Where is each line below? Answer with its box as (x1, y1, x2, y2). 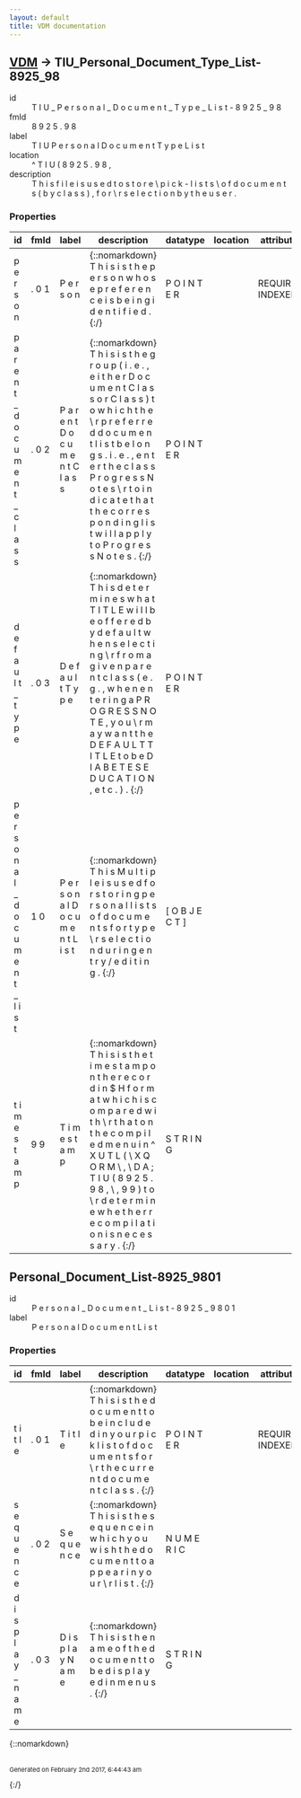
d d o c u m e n (89, 426, 152, 438)
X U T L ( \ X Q (89, 1149, 150, 1161)
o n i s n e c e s (89, 1228, 152, 1240)
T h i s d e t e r (89, 581, 150, 594)
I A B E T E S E (89, 761, 150, 773)
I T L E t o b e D (89, 749, 154, 762)
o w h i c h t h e (89, 403, 154, 416)
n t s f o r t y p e (89, 921, 156, 934)
